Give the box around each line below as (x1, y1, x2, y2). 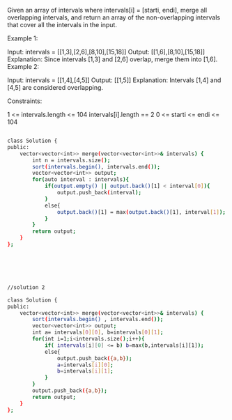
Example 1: (7, 34, 38, 42)
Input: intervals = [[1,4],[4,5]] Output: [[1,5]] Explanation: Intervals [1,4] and (7, 76, 222, 84)
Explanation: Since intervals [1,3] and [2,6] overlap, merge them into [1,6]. (7, 55, 218, 63)
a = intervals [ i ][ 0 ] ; (56, 361, 114, 368)
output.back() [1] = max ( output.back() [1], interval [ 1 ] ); (56, 208, 226, 215)
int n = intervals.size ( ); (32, 157, 111, 164)
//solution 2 (7, 283, 45, 291)
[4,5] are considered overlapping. (7, 84, 103, 91)
